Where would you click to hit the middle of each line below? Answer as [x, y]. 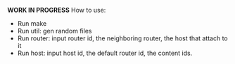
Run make [32, 23]
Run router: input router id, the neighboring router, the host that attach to [123, 38]
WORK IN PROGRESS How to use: [57, 10]
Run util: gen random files [55, 31]
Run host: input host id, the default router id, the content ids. [105, 53]
